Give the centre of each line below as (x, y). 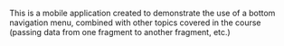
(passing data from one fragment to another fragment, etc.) (120, 32)
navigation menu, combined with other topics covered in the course (135, 23)
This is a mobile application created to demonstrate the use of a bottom (142, 13)
